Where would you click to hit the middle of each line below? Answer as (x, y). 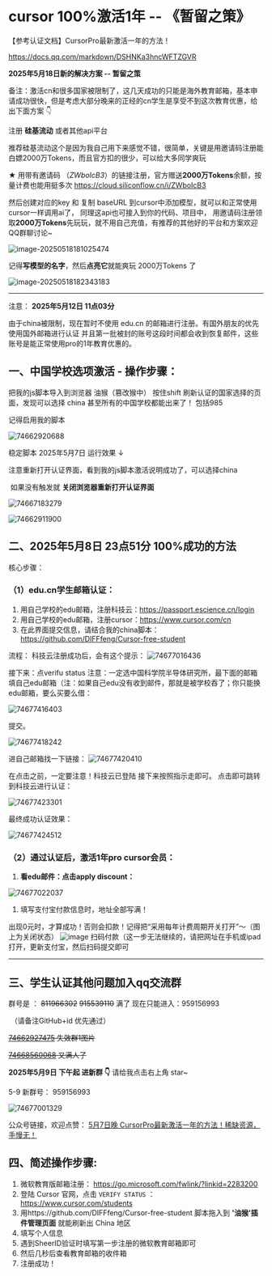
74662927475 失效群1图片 (52, 1037)
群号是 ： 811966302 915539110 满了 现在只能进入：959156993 (114, 1003)
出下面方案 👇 (30, 111)
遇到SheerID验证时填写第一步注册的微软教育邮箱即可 (108, 1243)
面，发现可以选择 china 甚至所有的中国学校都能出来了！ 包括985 (116, 402)
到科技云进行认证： (40, 786)
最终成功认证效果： (40, 819)
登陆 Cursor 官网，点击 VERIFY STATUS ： (87, 1193)
